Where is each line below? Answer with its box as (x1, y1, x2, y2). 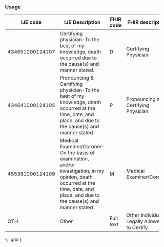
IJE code (21, 19, 42, 26)
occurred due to (60, 54, 97, 61)
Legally (126, 218, 143, 225)
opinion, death (60, 174, 93, 180)
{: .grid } (5, 237, 22, 243)
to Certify (126, 224, 148, 231)
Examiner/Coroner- (60, 143, 105, 150)
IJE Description (64, 19, 101, 26)
